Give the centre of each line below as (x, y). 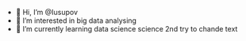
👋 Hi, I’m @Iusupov (46, 12)
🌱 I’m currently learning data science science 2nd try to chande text (127, 29)
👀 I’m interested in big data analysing (76, 20)
